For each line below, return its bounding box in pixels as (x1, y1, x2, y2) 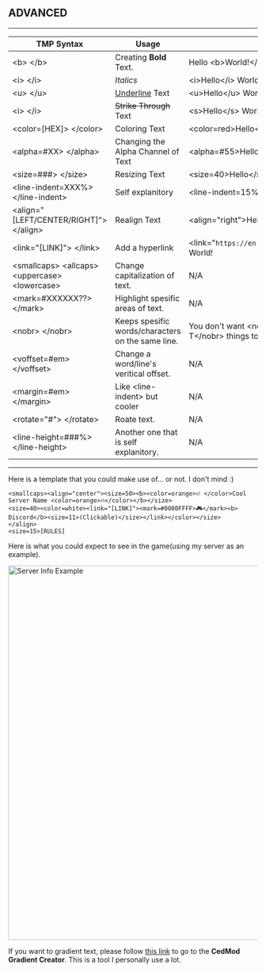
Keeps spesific (114, 315, 170, 326)
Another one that (114, 426, 178, 437)
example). (8, 549, 41, 559)
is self (114, 436, 138, 448)
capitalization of (114, 270, 175, 281)
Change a (114, 348, 151, 359)
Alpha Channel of (114, 146, 180, 157)
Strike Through (114, 100, 171, 111)
